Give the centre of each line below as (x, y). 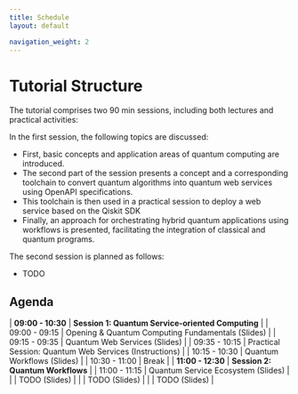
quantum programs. (58, 239)
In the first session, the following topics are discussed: (109, 137)
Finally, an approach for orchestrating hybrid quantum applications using (155, 221)
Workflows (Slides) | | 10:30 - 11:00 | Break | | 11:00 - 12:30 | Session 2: (140, 361)
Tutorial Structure (76, 86)
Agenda (32, 302)
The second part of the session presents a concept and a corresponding (155, 173)
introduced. (43, 164)
